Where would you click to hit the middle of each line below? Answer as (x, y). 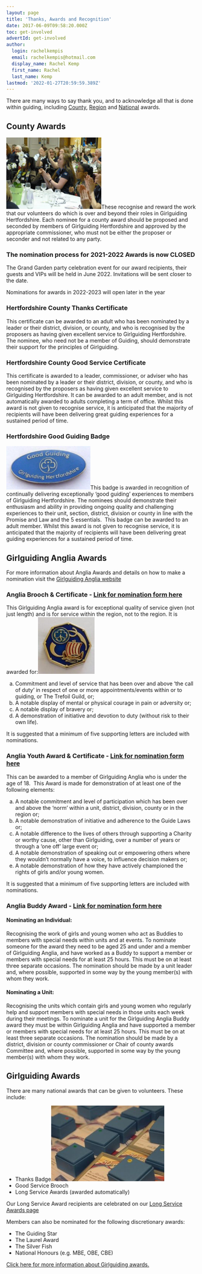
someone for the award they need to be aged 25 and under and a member (99, 946)
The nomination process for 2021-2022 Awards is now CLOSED (101, 254)
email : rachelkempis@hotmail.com (54, 57)
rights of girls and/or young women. (59, 872)
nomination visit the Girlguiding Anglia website (64, 579)
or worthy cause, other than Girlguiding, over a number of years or (98, 839)
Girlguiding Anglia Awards (57, 558)
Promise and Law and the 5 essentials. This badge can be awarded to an (97, 520)
